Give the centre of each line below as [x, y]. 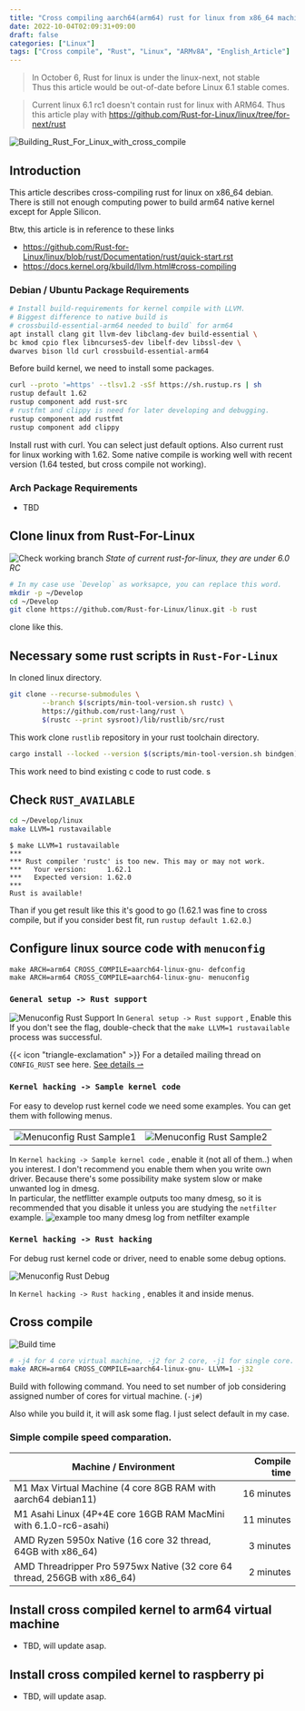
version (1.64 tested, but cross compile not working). [108, 464]
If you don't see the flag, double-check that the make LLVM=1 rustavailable [150, 1028]
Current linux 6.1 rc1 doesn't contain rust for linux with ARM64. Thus [158, 105]
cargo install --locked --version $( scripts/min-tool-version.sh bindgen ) [154, 754]
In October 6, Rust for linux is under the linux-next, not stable [146, 77]
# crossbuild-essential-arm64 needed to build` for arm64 [121, 325]
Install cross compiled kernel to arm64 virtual [141, 1610]
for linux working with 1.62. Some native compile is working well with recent [151, 454]
